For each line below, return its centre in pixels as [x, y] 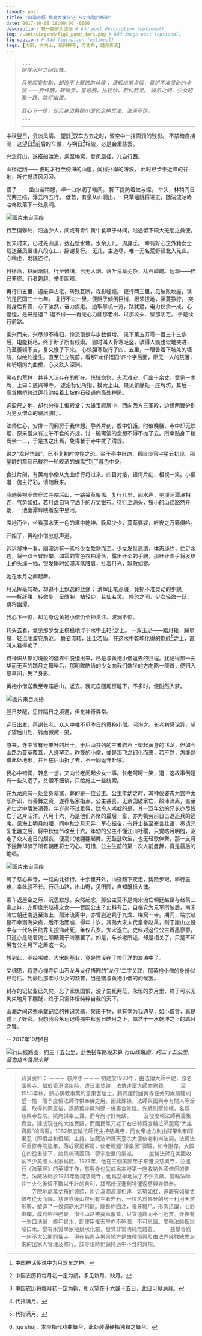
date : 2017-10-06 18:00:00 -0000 [48, 23]
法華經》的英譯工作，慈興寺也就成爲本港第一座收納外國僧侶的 [108, 1169]
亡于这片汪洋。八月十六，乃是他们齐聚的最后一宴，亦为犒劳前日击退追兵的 [98, 816]
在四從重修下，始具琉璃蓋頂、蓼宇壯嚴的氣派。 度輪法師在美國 [103, 1154]
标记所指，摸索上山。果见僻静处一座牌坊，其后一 [131, 385]
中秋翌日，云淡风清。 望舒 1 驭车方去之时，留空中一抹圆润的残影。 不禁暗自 [98, 135]
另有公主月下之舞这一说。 [38, 945]
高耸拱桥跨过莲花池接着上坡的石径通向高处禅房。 [67, 392]
